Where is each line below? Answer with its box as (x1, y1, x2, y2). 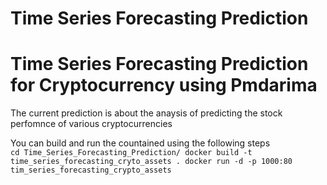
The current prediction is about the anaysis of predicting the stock (10, 107, 283, 119)
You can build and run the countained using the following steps (10, 137, 271, 149)
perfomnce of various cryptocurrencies (10, 118, 173, 130)
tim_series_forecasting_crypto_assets (10, 165, 172, 176)
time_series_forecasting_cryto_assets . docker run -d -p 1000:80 (10, 157, 293, 167)
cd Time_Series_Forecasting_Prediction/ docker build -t (10, 148, 253, 158)
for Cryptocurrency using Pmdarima (10, 74, 318, 97)
